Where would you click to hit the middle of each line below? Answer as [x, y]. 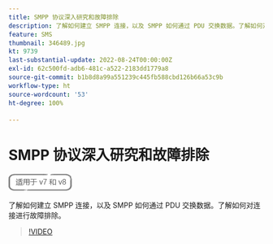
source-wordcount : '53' [49, 94]
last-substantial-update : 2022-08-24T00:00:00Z [91, 60]
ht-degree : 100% [36, 103]
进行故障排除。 [40, 216]
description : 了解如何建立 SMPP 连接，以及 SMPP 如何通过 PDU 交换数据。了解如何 [136, 26]
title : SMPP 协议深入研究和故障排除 [64, 17]
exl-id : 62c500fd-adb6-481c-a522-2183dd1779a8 [89, 69]
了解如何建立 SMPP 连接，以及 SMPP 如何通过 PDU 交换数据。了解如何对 [131, 205]
